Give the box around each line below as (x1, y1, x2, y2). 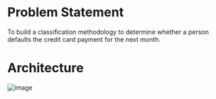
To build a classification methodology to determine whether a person (7, 28, 210, 36)
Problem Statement (7, 4, 124, 21)
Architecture (7, 60, 84, 76)
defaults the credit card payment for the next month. (7, 35, 161, 43)
